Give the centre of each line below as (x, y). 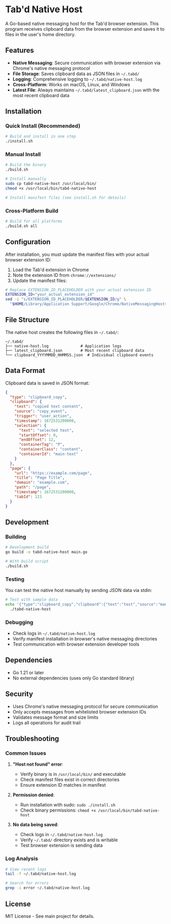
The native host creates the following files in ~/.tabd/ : (62, 332)
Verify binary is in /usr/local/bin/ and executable (73, 774)
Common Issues (26, 753)
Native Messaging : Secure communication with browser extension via (87, 63)
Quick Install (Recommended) (43, 126)
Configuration (28, 242)
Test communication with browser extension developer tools (76, 644)
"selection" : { (31, 425)
